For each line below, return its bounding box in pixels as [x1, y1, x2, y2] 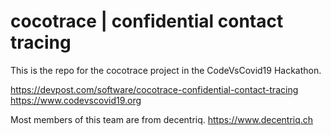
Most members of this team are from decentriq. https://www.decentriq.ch [10, 113, 314, 125]
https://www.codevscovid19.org [10, 94, 142, 106]
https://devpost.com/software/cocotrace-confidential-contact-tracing [10, 83, 299, 95]
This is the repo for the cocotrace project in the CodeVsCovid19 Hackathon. [10, 64, 322, 76]
